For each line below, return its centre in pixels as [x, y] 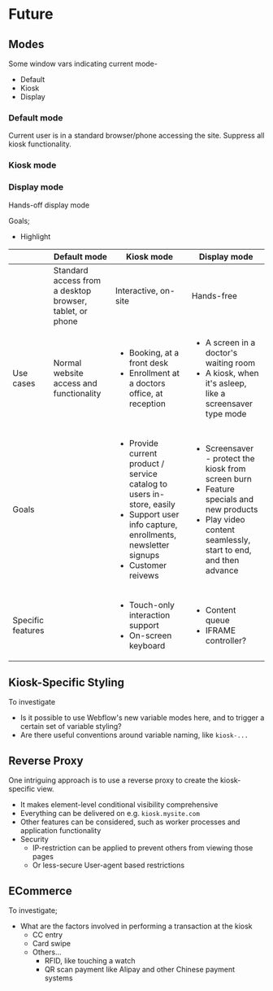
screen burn [228, 478]
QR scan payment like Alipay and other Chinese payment [140, 969]
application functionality [61, 831]
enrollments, [153, 535]
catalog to [148, 483]
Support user [154, 514]
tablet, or [70, 311]
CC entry [48, 934]
